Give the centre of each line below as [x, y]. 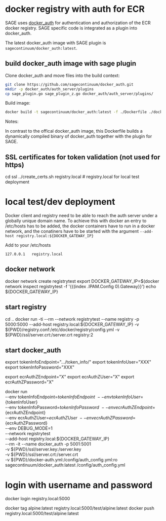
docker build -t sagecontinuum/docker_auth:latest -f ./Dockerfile [76, 112]
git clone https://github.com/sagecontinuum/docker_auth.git [69, 84]
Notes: [12, 121]
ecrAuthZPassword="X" [30, 382]
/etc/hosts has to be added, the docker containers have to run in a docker [80, 226]
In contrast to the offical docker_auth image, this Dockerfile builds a [74, 131]
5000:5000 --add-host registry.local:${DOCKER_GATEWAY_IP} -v [72, 324]
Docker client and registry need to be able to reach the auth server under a [81, 215]
